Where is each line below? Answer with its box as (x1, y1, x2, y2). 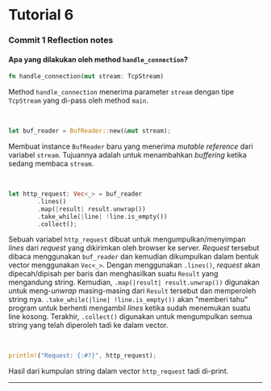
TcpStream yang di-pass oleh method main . (8, 95, 149, 106)
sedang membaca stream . (8, 159, 94, 169)
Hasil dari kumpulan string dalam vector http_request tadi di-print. (8, 366, 229, 376)
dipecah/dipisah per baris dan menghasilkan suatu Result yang (8, 269, 219, 279)
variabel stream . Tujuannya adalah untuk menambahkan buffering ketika (8, 150, 248, 160)
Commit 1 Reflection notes (8, 35, 114, 46)
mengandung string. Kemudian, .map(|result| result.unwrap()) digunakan (8, 277, 260, 288)
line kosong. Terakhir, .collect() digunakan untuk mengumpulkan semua (8, 312, 252, 322)
